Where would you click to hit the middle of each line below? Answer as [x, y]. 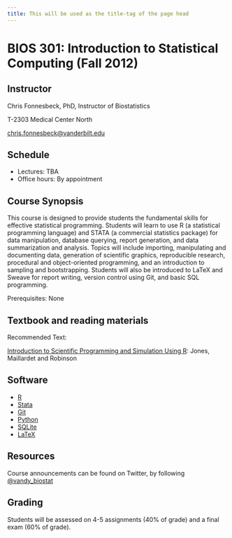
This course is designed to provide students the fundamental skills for [108, 218]
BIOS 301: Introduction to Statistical [113, 48]
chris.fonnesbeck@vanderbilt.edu [56, 133]
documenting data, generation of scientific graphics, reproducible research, [116, 255]
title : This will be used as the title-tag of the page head [98, 14]
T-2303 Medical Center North [50, 119]
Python [28, 419]
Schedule [29, 155]
